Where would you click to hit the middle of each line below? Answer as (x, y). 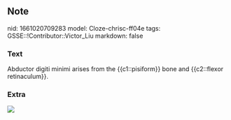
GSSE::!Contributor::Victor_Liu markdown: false (75, 36)
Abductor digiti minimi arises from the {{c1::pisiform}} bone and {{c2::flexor (115, 69)
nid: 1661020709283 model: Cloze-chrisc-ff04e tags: (84, 28)
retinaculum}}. (28, 77)
